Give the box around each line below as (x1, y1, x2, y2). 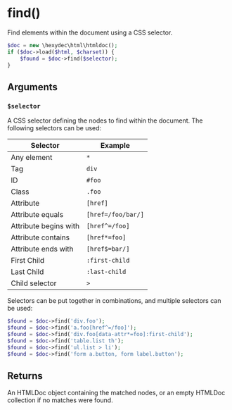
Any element (11, 153, 53, 163)
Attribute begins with (11, 221, 79, 231)
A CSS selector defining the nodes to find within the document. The (7, 116, 203, 125)
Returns (7, 370, 44, 382)
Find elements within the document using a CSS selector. (7, 28, 173, 37)
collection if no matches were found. (7, 396, 114, 404)
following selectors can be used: (7, 124, 102, 132)
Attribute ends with (11, 244, 74, 254)
